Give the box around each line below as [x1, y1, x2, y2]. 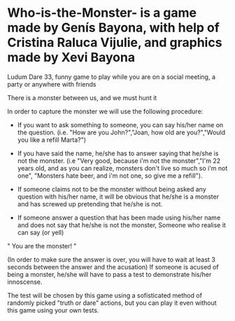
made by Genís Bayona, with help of [7, 20, 220, 36]
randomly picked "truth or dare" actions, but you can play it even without [7, 299, 217, 307]
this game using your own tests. [7, 306, 99, 314]
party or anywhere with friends [7, 80, 97, 88]
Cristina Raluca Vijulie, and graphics [7, 35, 222, 50]
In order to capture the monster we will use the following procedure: [7, 107, 204, 115]
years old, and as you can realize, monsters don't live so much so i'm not [17, 164, 228, 172]
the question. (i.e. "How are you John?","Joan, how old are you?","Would [17, 128, 226, 136]
